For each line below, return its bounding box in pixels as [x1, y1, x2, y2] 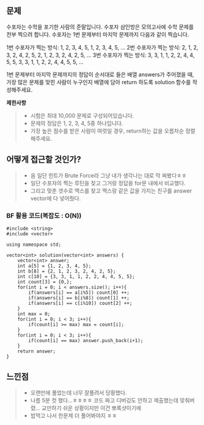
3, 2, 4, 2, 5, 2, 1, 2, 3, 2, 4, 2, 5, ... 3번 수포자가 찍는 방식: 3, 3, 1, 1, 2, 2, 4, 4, [6, 51, 195, 59]
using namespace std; [6, 241, 62, 248]
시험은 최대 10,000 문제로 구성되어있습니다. [30, 112, 134, 119]
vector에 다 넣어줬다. [30, 195, 81, 202]
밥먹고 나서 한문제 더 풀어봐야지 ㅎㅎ [30, 412, 117, 419]
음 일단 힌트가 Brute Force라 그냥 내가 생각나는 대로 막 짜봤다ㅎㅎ [30, 171, 187, 179]
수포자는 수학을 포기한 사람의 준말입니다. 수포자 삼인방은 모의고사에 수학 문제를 [6, 23, 194, 30]
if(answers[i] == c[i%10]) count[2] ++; [28, 300, 133, 306]
